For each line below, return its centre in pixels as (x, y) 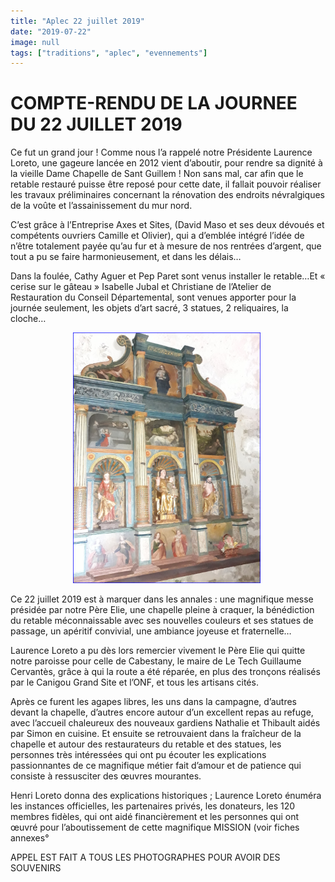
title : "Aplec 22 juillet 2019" (77, 21)
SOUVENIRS (36, 868)
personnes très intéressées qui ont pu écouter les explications (138, 755)
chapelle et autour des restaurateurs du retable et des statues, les (146, 744)
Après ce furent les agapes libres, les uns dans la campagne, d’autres (154, 702)
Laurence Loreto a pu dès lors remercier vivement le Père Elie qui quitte (158, 651)
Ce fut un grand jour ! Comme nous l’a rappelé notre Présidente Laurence (161, 152)
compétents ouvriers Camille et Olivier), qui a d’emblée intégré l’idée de (157, 236)
